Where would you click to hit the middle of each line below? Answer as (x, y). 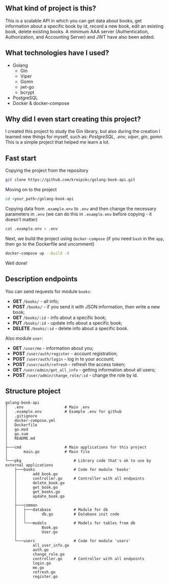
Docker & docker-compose (41, 103)
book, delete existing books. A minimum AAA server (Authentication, (77, 31)
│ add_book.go (36, 474)
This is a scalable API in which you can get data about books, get (74, 20)
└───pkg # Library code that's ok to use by (78, 461)
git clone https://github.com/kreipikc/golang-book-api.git (71, 180)
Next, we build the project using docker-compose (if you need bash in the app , (85, 238)
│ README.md (20, 439)
